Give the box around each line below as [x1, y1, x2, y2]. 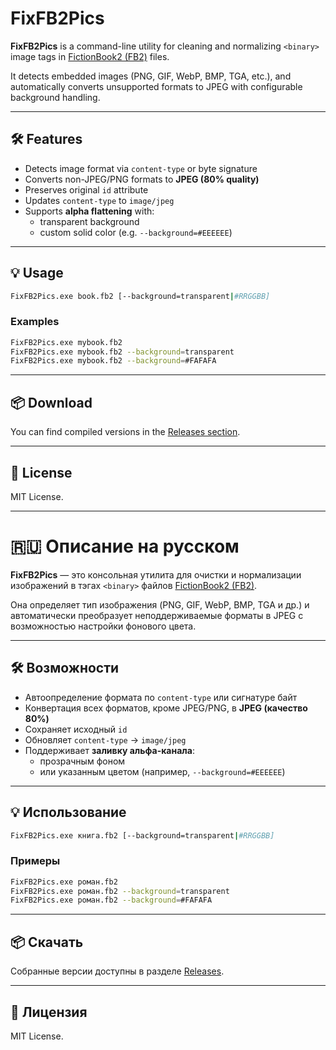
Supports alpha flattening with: [24, 205, 155, 217]
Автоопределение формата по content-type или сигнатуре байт [24, 691, 298, 703]
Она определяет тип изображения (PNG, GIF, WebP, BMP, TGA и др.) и [10, 598, 310, 611]
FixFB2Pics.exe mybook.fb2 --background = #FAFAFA [10, 356, 217, 366]
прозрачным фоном [39, 755, 126, 767]
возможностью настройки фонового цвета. [10, 620, 197, 632]
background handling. [10, 91, 101, 103]
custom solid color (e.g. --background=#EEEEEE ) [39, 226, 233, 238]
